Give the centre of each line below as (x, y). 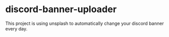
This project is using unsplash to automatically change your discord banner (84, 23)
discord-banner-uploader (61, 9)
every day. (16, 28)
